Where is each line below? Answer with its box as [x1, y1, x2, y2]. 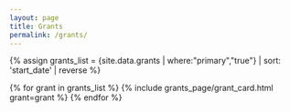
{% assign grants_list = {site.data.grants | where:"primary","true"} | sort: [9, 56, 282, 66]
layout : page [9, 13, 59, 23]
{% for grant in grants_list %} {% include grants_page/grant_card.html [9, 83, 274, 94]
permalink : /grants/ [9, 30, 89, 39]
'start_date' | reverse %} [9, 65, 102, 76]
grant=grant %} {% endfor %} [9, 92, 123, 103]
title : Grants [9, 22, 64, 31]
